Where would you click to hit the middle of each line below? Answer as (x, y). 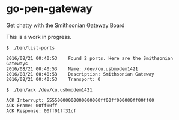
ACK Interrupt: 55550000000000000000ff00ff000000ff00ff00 (80, 100)
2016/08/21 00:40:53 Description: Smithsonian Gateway (80, 74)
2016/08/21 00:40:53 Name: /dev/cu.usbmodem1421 (72, 69)
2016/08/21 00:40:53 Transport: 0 (53, 79)
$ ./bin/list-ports (31, 48)
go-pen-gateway (50, 9)
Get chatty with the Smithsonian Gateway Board (65, 25)
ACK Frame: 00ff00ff (32, 106)
